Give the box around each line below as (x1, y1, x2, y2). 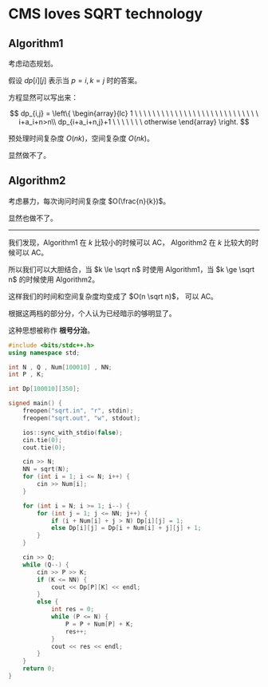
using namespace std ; (8, 349, 81, 357)
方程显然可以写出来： (8, 93, 78, 102)
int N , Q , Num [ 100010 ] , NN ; (8, 363, 112, 371)
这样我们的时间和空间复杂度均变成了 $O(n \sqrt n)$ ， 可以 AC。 (8, 291, 218, 301)
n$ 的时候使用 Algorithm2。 (8, 274, 100, 284)
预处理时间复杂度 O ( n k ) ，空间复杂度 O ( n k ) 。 (8, 133, 154, 143)
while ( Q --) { (22, 560, 69, 569)
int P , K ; (8, 370, 45, 379)
